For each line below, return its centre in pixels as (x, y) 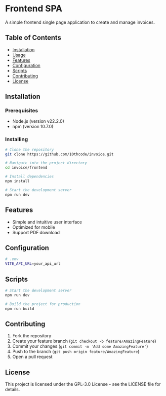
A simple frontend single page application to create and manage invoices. (80, 22)
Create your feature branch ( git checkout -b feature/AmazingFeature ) (84, 341)
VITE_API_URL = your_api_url (33, 264)
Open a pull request (32, 357)
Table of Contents (33, 38)
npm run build (20, 309)
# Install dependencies (30, 177)
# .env (12, 259)
